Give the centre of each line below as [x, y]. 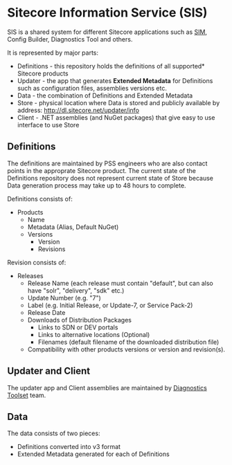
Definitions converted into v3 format [69, 447]
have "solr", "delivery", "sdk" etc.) [76, 290]
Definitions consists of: [40, 199]
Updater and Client [49, 371]
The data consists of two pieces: [54, 433]
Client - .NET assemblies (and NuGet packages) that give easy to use [116, 117]
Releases [30, 275]
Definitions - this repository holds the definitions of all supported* [111, 66]
